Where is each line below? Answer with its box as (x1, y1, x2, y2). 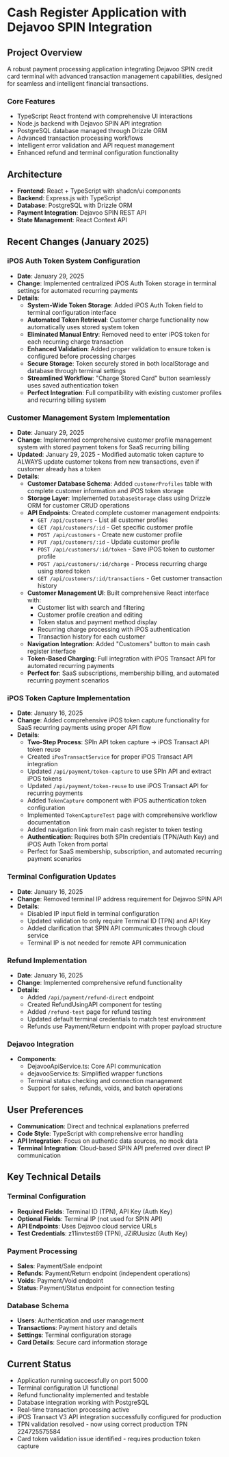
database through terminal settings (27, 366, 126, 375)
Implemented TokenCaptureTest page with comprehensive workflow (27, 811, 217, 819)
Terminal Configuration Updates (7, 872, 116, 881)
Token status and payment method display (37, 618, 157, 626)
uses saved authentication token (27, 381, 119, 389)
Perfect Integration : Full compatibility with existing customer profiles (27, 388, 222, 396)
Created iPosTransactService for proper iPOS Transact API (27, 753, 193, 761)
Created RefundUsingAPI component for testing (27, 1000, 162, 1008)
